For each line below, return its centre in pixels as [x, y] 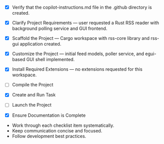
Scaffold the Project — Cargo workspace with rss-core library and [81, 38]
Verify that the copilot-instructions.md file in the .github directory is [82, 7]
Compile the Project [33, 85]
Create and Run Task [34, 95]
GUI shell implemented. [51, 60]
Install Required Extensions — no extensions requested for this [77, 69]
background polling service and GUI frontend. [60, 29]
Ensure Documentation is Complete [49, 115]
